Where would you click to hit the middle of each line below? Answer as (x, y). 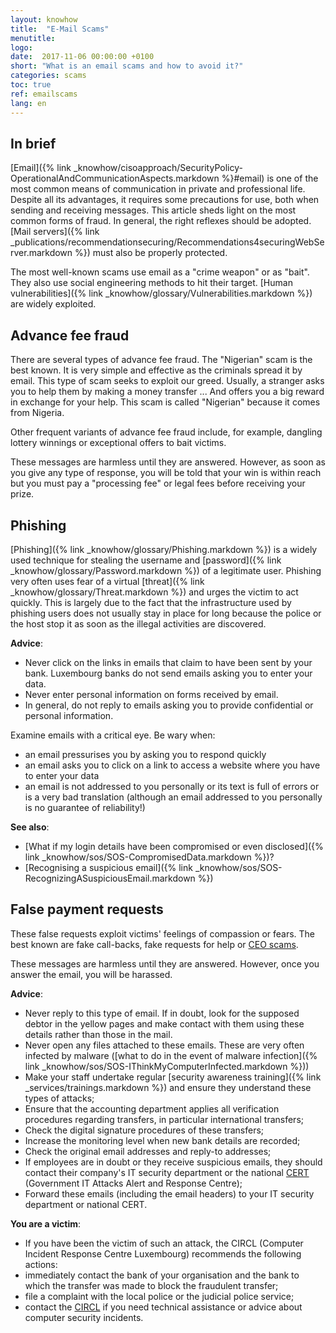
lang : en (28, 103)
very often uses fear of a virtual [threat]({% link (107, 581)
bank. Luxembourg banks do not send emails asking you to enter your (168, 673)
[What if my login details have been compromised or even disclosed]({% (174, 846)
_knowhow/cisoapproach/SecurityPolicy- (158, 168)
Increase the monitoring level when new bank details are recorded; (162, 1140)
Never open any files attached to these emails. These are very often (164, 1045)
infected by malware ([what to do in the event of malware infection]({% (171, 1055)
